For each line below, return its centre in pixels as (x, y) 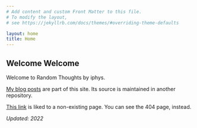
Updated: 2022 (25, 118)
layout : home (22, 33)
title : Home (21, 39)
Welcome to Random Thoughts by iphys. (56, 77)
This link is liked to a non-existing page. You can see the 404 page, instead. (99, 107)
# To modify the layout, (37, 17)
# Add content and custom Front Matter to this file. (74, 12)
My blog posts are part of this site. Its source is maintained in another (91, 89)
